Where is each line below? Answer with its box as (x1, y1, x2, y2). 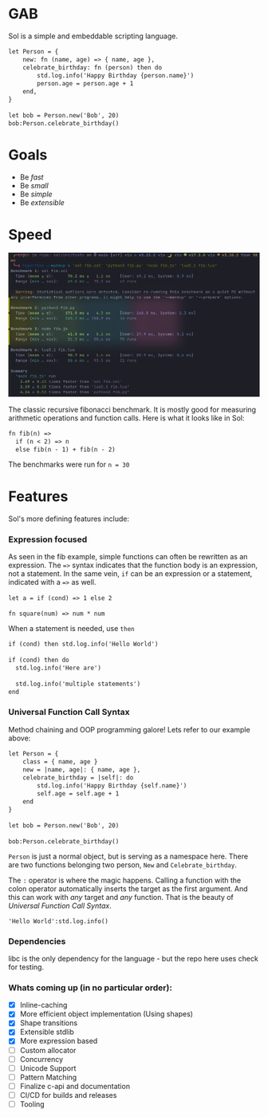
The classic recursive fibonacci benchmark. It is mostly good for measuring (8, 405, 257, 415)
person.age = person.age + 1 (37, 79, 134, 88)
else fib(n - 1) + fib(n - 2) (15, 446, 116, 454)
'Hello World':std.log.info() (8, 917, 109, 926)
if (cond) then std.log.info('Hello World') (8, 640, 159, 649)
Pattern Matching (19, 1072, 77, 1082)
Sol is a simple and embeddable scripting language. (8, 31, 178, 41)
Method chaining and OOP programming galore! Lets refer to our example (8, 724, 250, 734)
